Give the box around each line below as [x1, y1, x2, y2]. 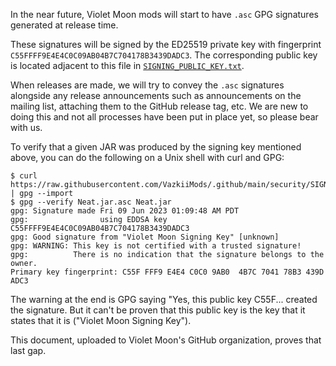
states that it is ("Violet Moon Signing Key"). [10, 315, 192, 326]
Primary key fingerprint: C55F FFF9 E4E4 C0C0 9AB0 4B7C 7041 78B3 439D [10, 267, 325, 277]
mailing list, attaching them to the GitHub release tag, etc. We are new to [10, 100, 309, 112]
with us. [10, 122, 43, 133]
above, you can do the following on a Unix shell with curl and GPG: [10, 152, 285, 163]
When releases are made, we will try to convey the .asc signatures [10, 79, 285, 91]
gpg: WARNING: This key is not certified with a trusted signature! [10, 241, 302, 251]
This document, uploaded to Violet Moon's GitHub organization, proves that [10, 334, 322, 346]
